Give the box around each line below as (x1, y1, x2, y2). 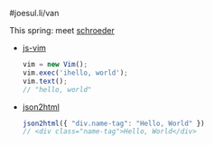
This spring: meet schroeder (9, 25, 115, 35)
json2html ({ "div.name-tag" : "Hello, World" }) (22, 119, 206, 128)
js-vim (22, 42, 47, 53)
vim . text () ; (22, 77, 68, 86)
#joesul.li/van (9, 8, 60, 18)
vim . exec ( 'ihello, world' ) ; (22, 68, 128, 77)
